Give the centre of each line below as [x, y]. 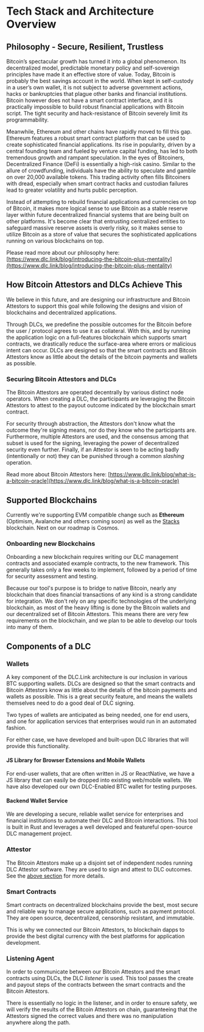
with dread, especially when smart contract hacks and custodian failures [97, 184]
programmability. [27, 120]
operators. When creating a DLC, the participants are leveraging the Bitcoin [100, 399]
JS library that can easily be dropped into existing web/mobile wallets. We [99, 780]
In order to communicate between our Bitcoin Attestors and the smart [93, 972]
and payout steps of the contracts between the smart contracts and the [96, 985]
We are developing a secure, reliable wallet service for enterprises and [95, 814]
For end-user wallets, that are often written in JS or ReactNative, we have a [100, 774]
